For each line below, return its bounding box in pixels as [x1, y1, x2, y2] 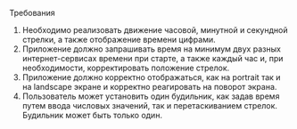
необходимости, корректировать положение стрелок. [21, 62, 230, 73]
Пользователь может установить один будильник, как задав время [21, 91, 280, 101]
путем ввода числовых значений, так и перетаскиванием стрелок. [21, 101, 278, 110]
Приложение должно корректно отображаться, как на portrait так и [21, 72, 281, 83]
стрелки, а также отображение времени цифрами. [21, 35, 216, 44]
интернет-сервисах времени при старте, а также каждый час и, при [21, 53, 284, 63]
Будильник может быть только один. [21, 110, 163, 120]
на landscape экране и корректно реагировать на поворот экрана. [21, 82, 277, 92]
